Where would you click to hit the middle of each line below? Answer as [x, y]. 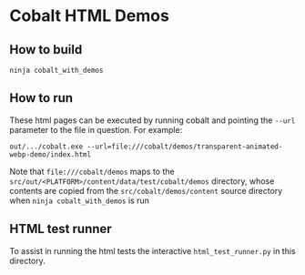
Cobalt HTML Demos [90, 16]
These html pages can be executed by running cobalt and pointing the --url [152, 120]
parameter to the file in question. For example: [96, 129]
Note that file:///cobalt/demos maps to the [92, 171]
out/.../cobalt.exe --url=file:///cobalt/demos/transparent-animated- [146, 147]
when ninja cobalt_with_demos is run [80, 200]
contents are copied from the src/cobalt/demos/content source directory [146, 190]
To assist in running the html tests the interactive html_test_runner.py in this [152, 250]
